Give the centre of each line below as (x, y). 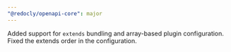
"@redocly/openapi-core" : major (55, 14)
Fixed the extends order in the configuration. (72, 41)
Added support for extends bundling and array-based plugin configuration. (116, 33)
